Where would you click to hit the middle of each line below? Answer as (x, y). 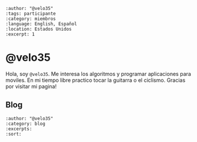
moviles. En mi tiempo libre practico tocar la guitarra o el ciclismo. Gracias (96, 80)
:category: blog (25, 124)
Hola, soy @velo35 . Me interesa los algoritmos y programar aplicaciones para (98, 74)
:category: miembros (31, 19)
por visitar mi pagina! (31, 86)
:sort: (14, 134)
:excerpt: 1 (20, 34)
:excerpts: (19, 129)
